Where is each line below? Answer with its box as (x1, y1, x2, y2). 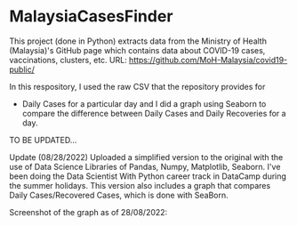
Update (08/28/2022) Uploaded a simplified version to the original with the (9, 151, 284, 162)
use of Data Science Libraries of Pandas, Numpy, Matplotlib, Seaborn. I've (9, 161, 281, 172)
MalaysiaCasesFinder (9, 6, 173, 27)
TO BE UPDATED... (9, 134, 77, 145)
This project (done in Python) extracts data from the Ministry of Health (9, 36, 267, 46)
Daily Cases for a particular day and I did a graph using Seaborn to (21, 98, 267, 109)
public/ (9, 64, 36, 75)
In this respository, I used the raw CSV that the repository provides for (9, 81, 266, 92)
